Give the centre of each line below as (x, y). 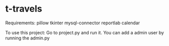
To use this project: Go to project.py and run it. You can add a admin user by (85, 32)
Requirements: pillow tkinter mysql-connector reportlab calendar (73, 23)
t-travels (24, 9)
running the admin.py (27, 38)
